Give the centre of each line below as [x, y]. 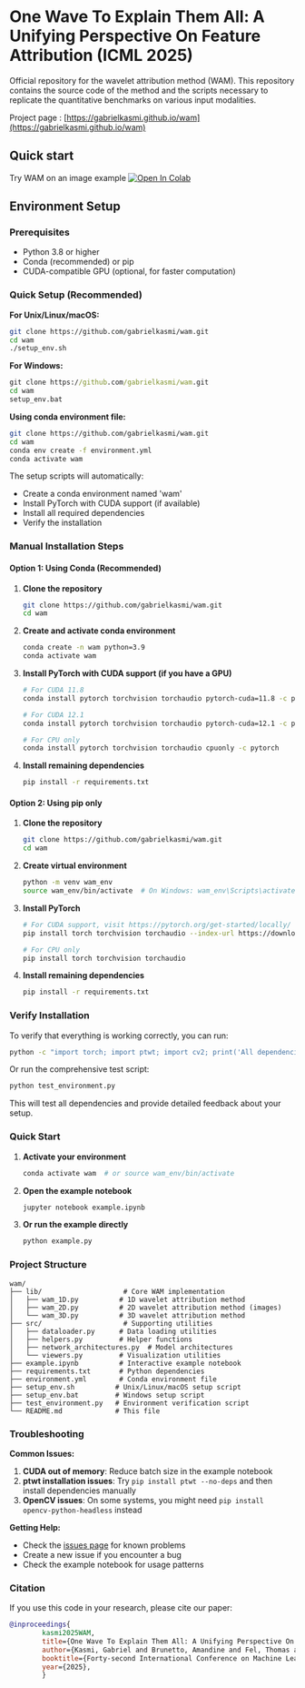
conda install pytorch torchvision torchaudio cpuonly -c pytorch [151, 748]
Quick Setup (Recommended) [76, 295]
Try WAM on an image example [68, 177]
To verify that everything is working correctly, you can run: [119, 1036]
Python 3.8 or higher [61, 252]
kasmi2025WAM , [69, 1633]
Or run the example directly [75, 1225]
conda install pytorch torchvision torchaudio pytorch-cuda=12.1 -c [155, 723]
